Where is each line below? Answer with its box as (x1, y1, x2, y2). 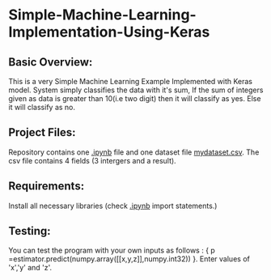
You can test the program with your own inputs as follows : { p (8, 245, 216, 256)
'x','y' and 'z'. (8, 263, 53, 273)
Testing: (8, 224, 51, 238)
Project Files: (8, 125, 76, 139)
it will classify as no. (8, 103, 75, 112)
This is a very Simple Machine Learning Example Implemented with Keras (8, 77, 253, 86)
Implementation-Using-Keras (8, 23, 210, 41)
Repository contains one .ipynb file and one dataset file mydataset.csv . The (8, 147, 260, 157)
